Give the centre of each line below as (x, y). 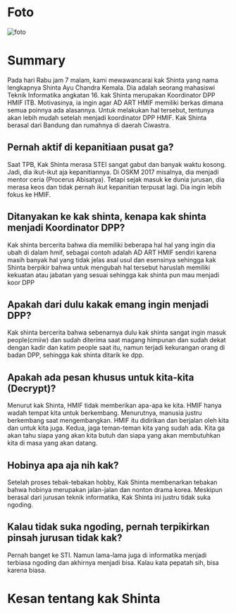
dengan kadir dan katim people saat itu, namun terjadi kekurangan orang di (116, 348)
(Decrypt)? (32, 389)
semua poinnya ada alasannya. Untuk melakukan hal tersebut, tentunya (111, 110)
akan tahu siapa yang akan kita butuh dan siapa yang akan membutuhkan (114, 436)
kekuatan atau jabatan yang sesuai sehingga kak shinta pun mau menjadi (113, 275)
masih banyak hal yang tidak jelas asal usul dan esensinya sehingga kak (112, 259)
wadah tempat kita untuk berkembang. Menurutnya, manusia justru (105, 413)
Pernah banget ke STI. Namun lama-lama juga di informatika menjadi (107, 555)
